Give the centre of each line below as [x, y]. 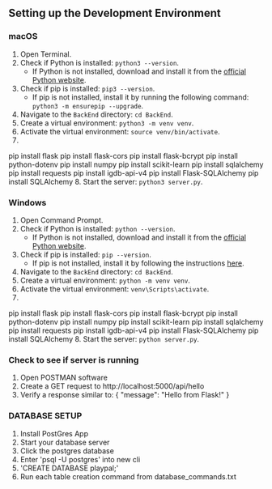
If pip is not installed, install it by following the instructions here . [138, 263]
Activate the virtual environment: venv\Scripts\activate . [115, 289]
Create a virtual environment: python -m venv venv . [105, 280]
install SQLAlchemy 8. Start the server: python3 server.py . [106, 181]
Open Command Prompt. [62, 220]
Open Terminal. [46, 54]
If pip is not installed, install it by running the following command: [140, 97]
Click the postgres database [67, 451]
